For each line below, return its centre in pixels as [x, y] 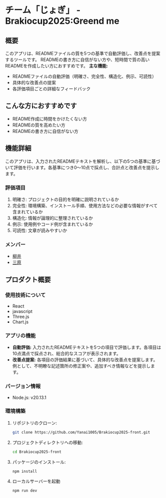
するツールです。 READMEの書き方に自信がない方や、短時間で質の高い [78, 60]
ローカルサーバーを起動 [36, 481]
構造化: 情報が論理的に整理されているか [53, 218]
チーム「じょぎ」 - [43, 10]
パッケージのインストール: [39, 462]
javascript [22, 311]
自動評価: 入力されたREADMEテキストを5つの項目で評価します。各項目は [87, 347]
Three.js [21, 316]
